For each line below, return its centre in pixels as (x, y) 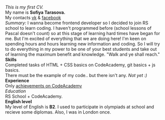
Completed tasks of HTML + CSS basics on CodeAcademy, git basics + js (80, 65)
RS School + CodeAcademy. (34, 96)
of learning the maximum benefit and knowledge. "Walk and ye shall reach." (82, 54)
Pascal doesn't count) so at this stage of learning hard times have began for (82, 33)
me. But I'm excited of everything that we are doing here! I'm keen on (76, 39)
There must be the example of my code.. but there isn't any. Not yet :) (76, 75)
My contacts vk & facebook (33, 18)
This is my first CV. (24, 7)
